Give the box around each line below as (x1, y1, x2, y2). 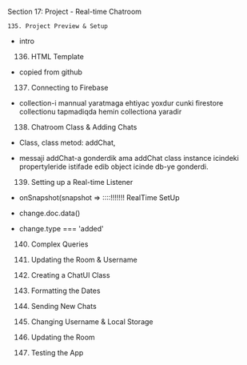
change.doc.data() (18, 208, 81, 218)
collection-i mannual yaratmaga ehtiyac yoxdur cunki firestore (18, 98, 224, 107)
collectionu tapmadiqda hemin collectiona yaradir (18, 107, 182, 116)
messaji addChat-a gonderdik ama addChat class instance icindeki (18, 154, 239, 162)
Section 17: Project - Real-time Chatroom (7, 7, 141, 16)
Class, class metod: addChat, (18, 138, 116, 147)
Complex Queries (30, 239, 89, 249)
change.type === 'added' (18, 224, 105, 233)
